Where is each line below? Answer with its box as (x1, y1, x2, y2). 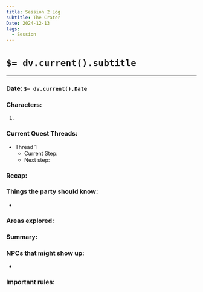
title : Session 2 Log (6, 8, 61, 15)
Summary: (6, 233, 38, 241)
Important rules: (6, 277, 56, 286)
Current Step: (24, 150, 58, 157)
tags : (6, 25, 20, 32)
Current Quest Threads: (6, 130, 78, 138)
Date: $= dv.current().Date (6, 84, 88, 93)
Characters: (6, 101, 42, 109)
